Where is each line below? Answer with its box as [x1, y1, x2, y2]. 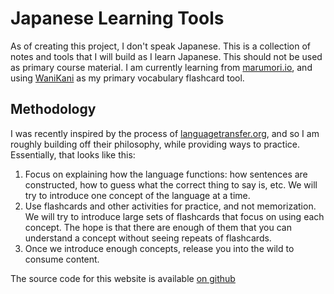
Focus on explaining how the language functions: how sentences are [24, 168, 308, 180]
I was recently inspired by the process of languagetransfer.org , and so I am [10, 127, 320, 139]
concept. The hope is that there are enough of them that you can [24, 221, 292, 233]
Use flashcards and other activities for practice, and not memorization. [24, 200, 317, 212]
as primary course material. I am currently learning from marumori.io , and [10, 61, 313, 73]
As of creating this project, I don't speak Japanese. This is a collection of [10, 40, 311, 52]
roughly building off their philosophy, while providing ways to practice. [10, 138, 300, 150]
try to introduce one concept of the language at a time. [24, 189, 251, 201]
